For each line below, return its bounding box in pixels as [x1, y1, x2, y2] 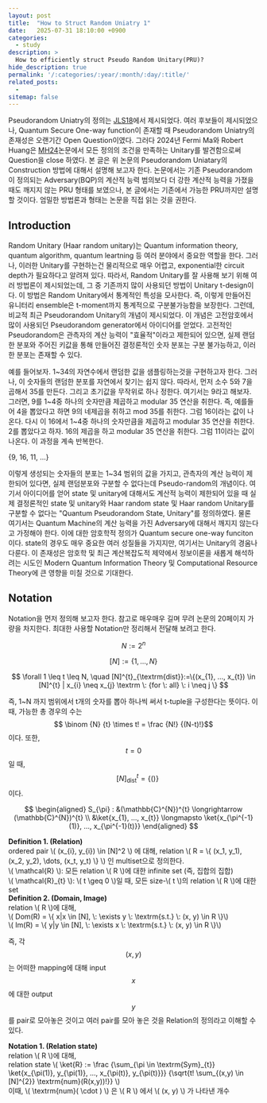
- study [15, 41, 41, 49]
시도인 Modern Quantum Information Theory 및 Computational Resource [22, 558, 258, 568]
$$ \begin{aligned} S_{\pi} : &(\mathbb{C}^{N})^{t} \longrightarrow [24, 804, 243, 814]
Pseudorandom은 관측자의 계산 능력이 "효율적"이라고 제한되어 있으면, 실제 [8, 331, 241, 340]
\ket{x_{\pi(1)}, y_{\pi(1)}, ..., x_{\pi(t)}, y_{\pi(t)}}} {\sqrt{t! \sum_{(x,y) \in [8, 1068, 244, 1078]
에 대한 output [8, 989, 53, 998]
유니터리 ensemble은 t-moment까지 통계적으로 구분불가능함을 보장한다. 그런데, [8, 300, 255, 310]
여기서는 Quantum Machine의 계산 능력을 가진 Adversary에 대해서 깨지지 [8, 518, 238, 528]
